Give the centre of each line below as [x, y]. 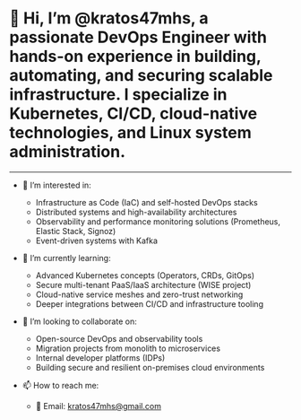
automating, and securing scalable [141, 76]
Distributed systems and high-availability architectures [136, 212]
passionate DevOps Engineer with [138, 37]
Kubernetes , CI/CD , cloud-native [133, 114]
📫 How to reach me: [60, 385]
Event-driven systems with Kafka [97, 241]
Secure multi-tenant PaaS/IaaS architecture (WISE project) [143, 284]
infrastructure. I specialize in [118, 95]
